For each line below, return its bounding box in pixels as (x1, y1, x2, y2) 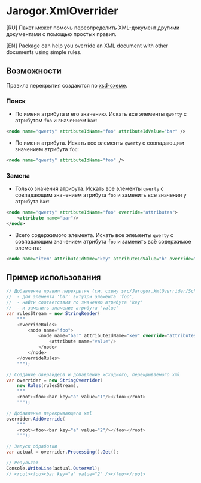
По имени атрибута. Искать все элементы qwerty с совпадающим (14, 139, 184, 146)
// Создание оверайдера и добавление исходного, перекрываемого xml (6, 371, 181, 377)
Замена (6, 171, 30, 179)
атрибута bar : (14, 198, 50, 205)
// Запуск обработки (6, 443, 58, 449)
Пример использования (6, 272, 101, 283)
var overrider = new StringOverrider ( (6, 377, 103, 383)
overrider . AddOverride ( (6, 416, 66, 422)
